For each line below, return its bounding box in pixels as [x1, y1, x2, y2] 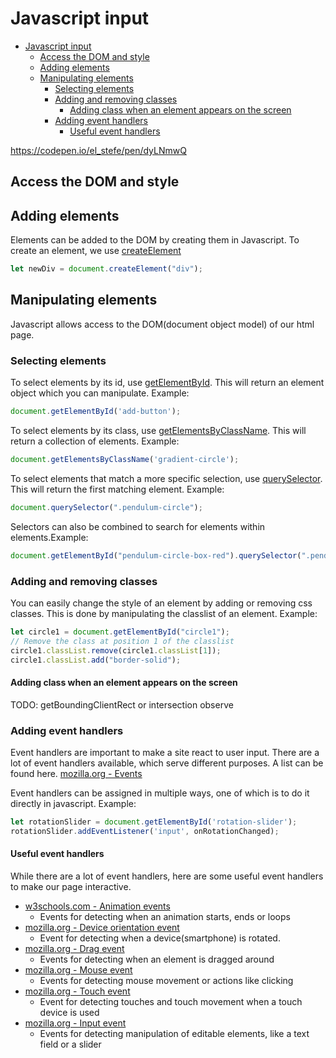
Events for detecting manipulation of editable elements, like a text [39, 1027, 310, 1039]
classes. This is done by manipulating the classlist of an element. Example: [10, 607, 318, 619]
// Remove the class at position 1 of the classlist [10, 636, 235, 646]
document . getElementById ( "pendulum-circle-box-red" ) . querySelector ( [10, 550, 302, 561]
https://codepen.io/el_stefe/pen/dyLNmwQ [10, 144, 187, 156]
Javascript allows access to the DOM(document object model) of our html [10, 318, 315, 330]
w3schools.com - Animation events [24, 900, 171, 912]
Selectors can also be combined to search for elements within [10, 520, 266, 532]
